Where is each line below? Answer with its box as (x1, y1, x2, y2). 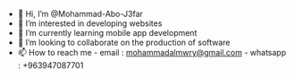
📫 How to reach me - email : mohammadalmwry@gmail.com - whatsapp (17, 48, 287, 57)
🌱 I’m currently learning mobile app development (17, 28, 198, 38)
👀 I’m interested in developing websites (17, 18, 163, 29)
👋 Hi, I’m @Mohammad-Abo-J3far (17, 9, 143, 19)
